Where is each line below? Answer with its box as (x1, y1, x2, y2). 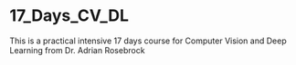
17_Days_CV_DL (9, 5, 130, 26)
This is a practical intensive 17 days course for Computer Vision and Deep (9, 35, 287, 46)
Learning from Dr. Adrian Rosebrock (9, 44, 145, 55)
